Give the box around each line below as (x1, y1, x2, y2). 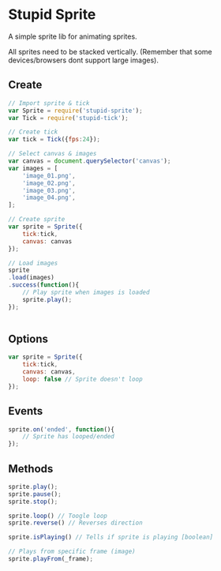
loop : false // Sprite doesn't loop (22, 375, 144, 383)
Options (8, 332, 49, 345)
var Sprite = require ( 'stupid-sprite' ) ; (8, 107, 144, 115)
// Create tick (8, 128, 58, 136)
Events (8, 404, 43, 418)
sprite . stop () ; (8, 498, 58, 505)
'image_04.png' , (22, 193, 77, 202)
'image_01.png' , (22, 171, 77, 179)
